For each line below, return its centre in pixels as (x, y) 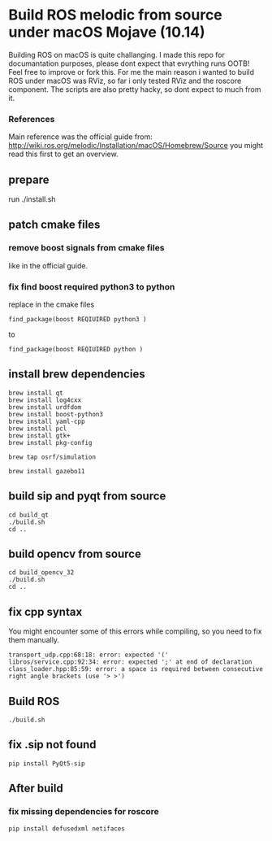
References (32, 119)
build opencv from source (75, 554)
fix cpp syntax (45, 612)
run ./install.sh (32, 199)
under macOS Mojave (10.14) (107, 32)
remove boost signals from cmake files (86, 248)
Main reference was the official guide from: (80, 137)
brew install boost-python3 (56, 414)
